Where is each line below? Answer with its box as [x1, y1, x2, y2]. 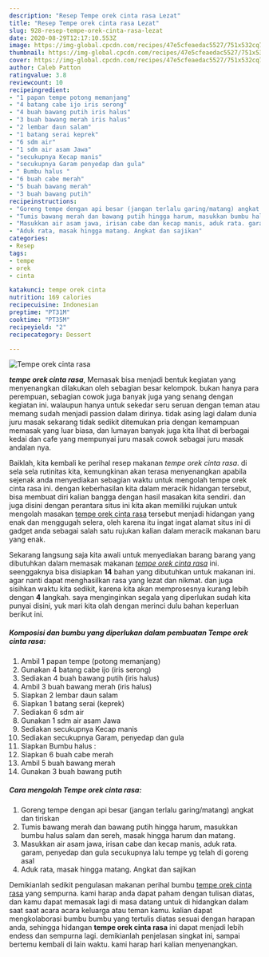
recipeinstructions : [9, 197, 78, 205]
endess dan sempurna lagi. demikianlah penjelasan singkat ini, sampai [9, 931, 240, 941]
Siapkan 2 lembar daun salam [20, 690, 119, 700]
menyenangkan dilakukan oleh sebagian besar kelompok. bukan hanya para [9, 383, 259, 393]
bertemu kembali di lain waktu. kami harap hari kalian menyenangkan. [9, 939, 239, 949]
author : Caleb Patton [9, 64, 81, 72]
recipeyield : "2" [9, 323, 67, 332]
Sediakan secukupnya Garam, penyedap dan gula [20, 733, 184, 743]
